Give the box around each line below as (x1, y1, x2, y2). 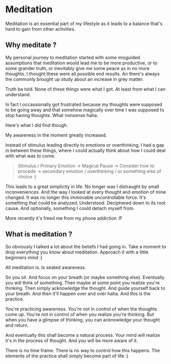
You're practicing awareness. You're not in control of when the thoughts (5, 306, 157, 312)
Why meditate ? (5, 41, 57, 50)
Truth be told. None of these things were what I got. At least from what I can (5, 86, 165, 92)
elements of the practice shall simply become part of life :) (5, 353, 129, 359)
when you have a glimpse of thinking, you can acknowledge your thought (5, 316, 160, 323)
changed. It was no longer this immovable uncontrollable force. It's (5, 194, 146, 200)
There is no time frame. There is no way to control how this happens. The (5, 347, 160, 353)
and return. (5, 322, 29, 328)
